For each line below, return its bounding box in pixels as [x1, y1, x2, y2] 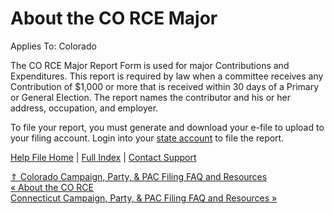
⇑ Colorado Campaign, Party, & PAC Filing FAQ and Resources [10, 170, 268, 182]
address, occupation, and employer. [10, 102, 159, 114]
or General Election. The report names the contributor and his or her [10, 91, 291, 103]
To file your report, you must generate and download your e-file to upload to [10, 121, 325, 133]
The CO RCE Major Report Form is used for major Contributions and [10, 59, 290, 71]
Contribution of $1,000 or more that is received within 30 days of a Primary [10, 80, 320, 92]
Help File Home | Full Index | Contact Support [10, 151, 197, 163]
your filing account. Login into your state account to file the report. [10, 132, 285, 144]
